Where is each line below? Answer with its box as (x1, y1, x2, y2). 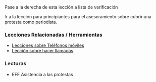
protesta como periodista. (4, 19, 57, 25)
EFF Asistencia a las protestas (11, 71, 73, 77)
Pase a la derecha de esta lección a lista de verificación (4, 4, 118, 10)
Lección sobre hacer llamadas (11, 48, 74, 54)
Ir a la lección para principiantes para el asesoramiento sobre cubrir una (4, 14, 152, 19)
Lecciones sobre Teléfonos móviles (11, 42, 85, 48)
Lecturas (4, 60, 27, 67)
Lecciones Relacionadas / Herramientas (4, 31, 103, 38)
